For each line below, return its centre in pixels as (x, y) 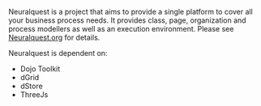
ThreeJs (34, 95)
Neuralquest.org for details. (54, 37)
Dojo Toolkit (40, 69)
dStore (31, 86)
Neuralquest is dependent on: (58, 53)
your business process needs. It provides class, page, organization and (127, 20)
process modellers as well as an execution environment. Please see (121, 29)
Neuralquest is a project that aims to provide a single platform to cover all (130, 12)
